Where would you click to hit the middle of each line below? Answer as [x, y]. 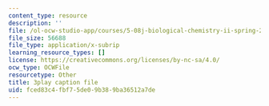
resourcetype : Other [43, 75]
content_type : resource [48, 16]
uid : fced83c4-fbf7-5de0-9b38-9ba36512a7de [82, 90]
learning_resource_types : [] [57, 53]
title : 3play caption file [53, 82]
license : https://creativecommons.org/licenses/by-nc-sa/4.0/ [114, 61]
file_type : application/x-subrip [64, 45]
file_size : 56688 [37, 38]
